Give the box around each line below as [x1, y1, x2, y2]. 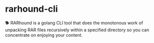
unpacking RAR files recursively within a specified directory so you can [5, 27, 149, 33]
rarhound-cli [5, 3, 58, 15]
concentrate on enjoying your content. [5, 32, 83, 38]
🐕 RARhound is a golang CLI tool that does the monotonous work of [5, 20, 144, 25]
